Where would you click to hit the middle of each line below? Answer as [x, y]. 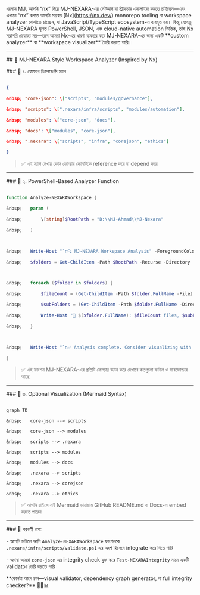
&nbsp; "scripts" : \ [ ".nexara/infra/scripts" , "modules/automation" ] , [96, 109]
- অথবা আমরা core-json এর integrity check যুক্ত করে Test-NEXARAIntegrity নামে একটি [98, 559]
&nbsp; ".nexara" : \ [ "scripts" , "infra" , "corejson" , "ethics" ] [87, 142]
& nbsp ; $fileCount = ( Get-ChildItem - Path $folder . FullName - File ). [101, 294]
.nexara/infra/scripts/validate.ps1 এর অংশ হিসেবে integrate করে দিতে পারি [90, 547]
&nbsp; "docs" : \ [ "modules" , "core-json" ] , [61, 131]
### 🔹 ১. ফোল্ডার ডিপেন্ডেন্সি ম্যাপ [36, 71]
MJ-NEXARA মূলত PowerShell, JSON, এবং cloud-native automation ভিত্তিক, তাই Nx [100, 29]
